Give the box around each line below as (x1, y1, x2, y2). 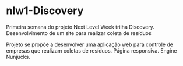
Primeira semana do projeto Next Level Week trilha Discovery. (6, 23, 154, 30)
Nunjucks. (6, 53, 30, 60)
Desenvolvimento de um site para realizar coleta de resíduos (6, 29, 152, 36)
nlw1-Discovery (6, 4, 84, 18)
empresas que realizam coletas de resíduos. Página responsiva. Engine (6, 47, 177, 54)
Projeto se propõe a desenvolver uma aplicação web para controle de (6, 41, 174, 48)
